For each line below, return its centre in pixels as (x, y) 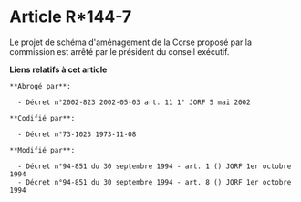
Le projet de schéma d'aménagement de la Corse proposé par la (131, 42)
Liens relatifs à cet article (58, 69)
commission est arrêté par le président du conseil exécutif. (119, 51)
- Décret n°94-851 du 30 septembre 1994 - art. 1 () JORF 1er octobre (155, 166)
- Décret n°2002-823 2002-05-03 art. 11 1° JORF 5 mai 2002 (134, 102)
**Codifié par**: (42, 118)
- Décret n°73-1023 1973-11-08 (77, 134)
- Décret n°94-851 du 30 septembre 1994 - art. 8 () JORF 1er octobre (155, 182)
